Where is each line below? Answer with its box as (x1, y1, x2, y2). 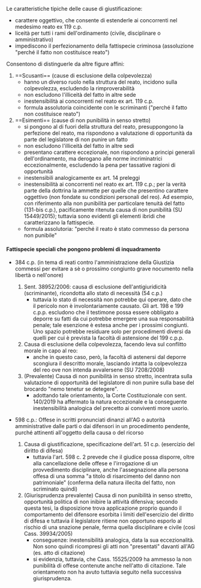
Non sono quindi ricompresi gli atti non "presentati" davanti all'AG (32, 543, 195, 550)
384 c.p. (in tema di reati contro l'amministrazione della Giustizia (14, 259, 175, 266)
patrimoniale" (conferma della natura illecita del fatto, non (32, 479, 176, 486)
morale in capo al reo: (23, 347, 78, 354)
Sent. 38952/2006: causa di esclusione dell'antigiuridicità (23, 283, 167, 290)
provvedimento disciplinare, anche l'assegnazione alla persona (32, 466, 189, 474)
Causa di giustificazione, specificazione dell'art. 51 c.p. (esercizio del (23, 441, 195, 448)
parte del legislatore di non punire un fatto (23, 136, 128, 143)
